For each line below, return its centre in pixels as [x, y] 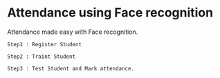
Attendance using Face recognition [110, 13]
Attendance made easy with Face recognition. [73, 32]
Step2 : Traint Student [42, 57]
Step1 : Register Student [44, 44]
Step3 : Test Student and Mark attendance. [71, 68]
